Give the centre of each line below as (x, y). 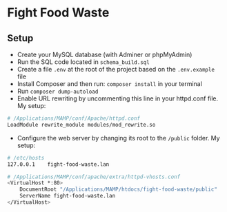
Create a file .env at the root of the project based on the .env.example (116, 69)
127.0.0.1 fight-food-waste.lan (58, 164)
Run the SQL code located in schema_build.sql (83, 62)
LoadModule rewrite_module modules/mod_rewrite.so (81, 125)
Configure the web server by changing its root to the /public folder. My (118, 138)
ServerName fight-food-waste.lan (68, 196)
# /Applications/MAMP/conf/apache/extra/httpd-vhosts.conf (94, 177)
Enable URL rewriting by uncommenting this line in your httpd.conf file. (118, 98)
